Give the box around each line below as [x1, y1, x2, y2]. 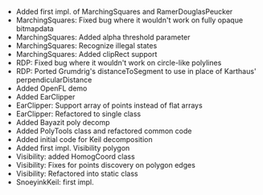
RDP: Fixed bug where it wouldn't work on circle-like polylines [15, 58, 222, 67]
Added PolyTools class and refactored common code [15, 126, 192, 136]
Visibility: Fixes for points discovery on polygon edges [15, 160, 195, 169]
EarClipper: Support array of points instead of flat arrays [15, 100, 203, 110]
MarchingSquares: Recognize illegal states [15, 41, 158, 51]
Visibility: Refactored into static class [15, 169, 138, 178]
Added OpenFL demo [15, 83, 88, 93]
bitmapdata [15, 24, 54, 33]
